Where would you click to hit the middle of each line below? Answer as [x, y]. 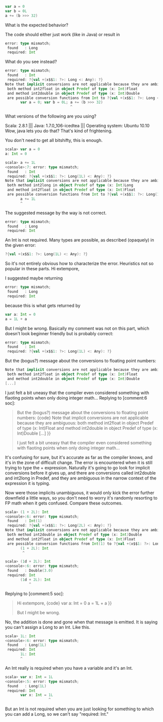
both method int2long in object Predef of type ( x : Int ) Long [70, 185]
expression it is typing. [28, 483]
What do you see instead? [31, 62]
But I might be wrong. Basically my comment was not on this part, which [77, 328]
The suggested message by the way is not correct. [56, 213]
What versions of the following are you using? [51, 116]
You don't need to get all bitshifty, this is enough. [54, 140]
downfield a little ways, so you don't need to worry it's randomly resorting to [81, 498]
